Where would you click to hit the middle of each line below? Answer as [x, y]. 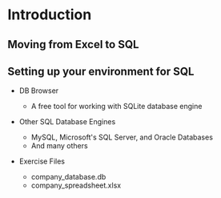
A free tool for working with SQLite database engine [117, 107]
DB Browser [39, 91]
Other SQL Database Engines [67, 122]
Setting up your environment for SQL [101, 71]
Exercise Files [42, 161]
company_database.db [68, 177]
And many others [60, 146]
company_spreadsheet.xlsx [76, 185]
